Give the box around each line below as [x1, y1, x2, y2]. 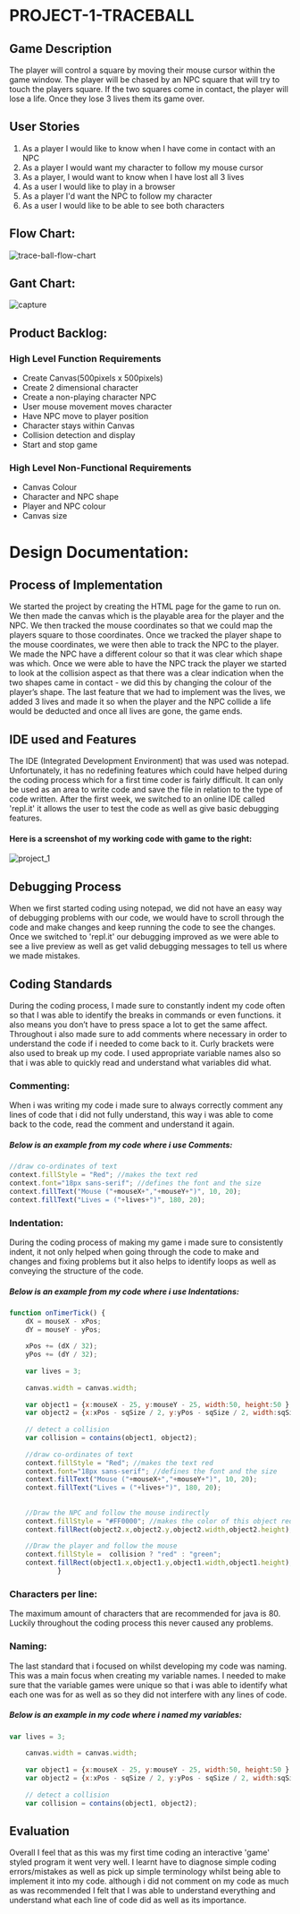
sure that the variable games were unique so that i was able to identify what [9, 1679, 288, 1690]
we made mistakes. [9, 950, 80, 961]
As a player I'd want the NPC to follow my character [21, 190, 212, 202]
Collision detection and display [21, 430, 136, 441]
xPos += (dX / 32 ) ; [25, 1342, 98, 1351]
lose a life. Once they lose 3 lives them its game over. [9, 93, 205, 104]
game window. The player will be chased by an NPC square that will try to [9, 74, 280, 85]
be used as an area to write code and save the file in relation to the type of [9, 785, 283, 795]
